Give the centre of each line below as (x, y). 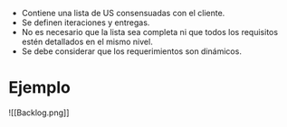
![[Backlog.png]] (39, 113)
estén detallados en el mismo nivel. (87, 41)
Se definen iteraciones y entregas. (86, 23)
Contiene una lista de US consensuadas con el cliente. (123, 13)
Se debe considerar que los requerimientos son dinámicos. (131, 51)
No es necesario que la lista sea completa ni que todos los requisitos (149, 32)
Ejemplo (40, 88)
